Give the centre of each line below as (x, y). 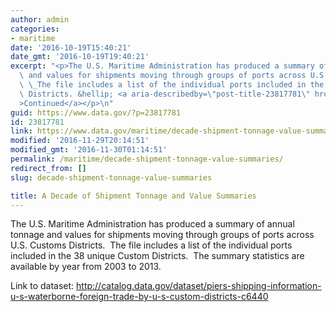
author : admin (40, 19)
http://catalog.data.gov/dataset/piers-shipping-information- (199, 286)
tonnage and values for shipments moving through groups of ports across (162, 235)
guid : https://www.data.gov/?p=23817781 (96, 112)
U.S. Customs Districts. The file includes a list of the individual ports (151, 245)
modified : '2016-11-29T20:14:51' (80, 141)
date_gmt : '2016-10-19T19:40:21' (80, 57)
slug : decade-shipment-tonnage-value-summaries (111, 177)
